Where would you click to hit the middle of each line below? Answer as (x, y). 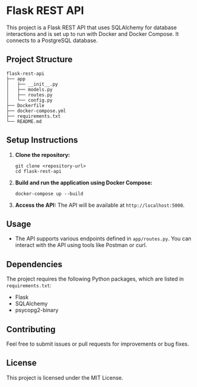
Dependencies (34, 264)
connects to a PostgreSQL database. (52, 40)
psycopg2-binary (37, 310)
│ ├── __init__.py (32, 84)
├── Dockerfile (25, 105)
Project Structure (39, 59)
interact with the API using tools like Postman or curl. (81, 245)
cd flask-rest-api (38, 171)
